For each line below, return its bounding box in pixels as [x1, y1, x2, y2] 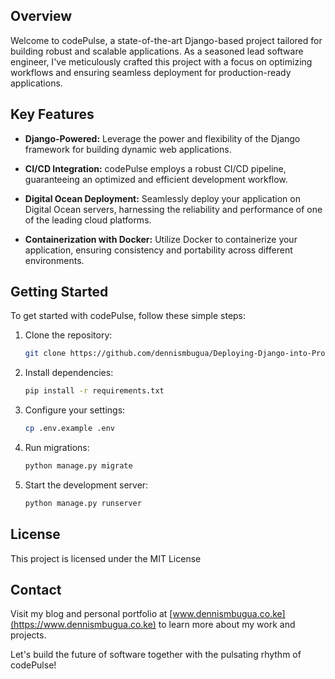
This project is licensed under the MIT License [10, 552, 202, 564]
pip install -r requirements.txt [24, 386, 165, 396]
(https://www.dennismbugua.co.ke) [10, 619, 157, 631]
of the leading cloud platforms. [24, 214, 152, 226]
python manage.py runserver [24, 498, 142, 508]
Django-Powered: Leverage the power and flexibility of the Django [24, 132, 301, 144]
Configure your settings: [24, 404, 126, 416]
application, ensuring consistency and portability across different [24, 244, 293, 256]
